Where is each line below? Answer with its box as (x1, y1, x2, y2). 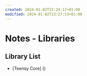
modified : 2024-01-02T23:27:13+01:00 (5, 12, 83, 17)
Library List (5, 52, 41, 61)
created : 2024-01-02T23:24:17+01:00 (5, 7, 80, 12)
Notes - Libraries (5, 33, 75, 44)
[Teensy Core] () (12, 65, 46, 71)
